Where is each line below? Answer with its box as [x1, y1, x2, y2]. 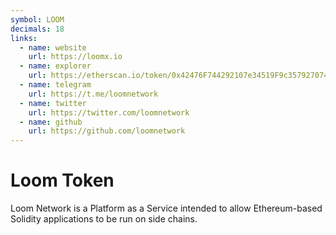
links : [10, 33, 38, 43]
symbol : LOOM [10, 14, 65, 25]
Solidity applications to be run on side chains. [10, 213, 198, 225]
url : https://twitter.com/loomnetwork [28, 107, 190, 118]
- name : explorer [19, 61, 92, 71]
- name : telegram [19, 80, 92, 90]
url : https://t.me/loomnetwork [28, 89, 159, 99]
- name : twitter [19, 98, 87, 108]
